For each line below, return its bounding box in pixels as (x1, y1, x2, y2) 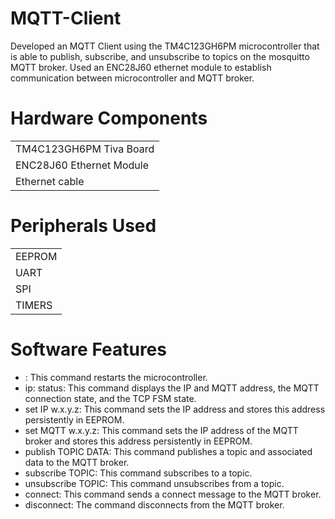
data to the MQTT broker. (24, 456, 130, 468)
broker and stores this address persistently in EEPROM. (24, 435, 253, 447)
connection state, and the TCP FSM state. (24, 392, 197, 404)
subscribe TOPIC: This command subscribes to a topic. (24, 467, 253, 479)
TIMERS (15, 298, 53, 312)
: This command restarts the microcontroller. (24, 371, 208, 383)
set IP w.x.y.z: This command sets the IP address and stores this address (24, 403, 326, 415)
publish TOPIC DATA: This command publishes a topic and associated (24, 445, 313, 457)
